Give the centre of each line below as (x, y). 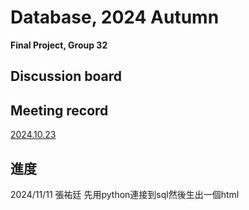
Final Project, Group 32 (59, 45)
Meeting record (59, 110)
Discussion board (66, 76)
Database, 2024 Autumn (115, 17)
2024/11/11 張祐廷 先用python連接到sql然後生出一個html (125, 194)
